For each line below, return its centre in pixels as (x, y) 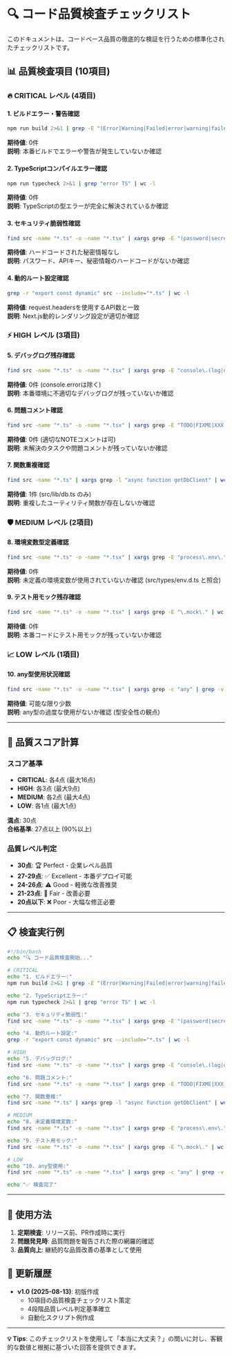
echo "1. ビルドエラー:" (40, 977)
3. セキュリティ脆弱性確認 (44, 223)
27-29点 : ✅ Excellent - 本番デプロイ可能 (75, 876)
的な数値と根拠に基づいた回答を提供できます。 (74, 1347)
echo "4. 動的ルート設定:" (42, 1034)
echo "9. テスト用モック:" (42, 1141)
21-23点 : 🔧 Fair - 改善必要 (54, 893)
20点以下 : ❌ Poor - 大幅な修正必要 (66, 902)
